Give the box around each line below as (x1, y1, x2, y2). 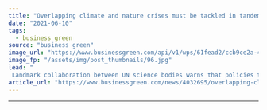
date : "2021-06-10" (8, 19, 73, 27)
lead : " (8, 64, 34, 72)
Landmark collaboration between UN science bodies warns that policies (11, 71, 254, 79)
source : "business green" (8, 41, 94, 49)
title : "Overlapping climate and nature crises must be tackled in (8, 11, 237, 20)
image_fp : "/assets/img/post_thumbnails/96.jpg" (8, 57, 172, 65)
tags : (8, 26, 26, 34)
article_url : (8, 78, 52, 86)
